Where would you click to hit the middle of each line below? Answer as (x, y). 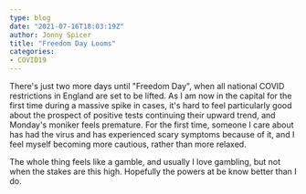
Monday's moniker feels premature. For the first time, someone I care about (152, 125)
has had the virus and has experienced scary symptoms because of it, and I (152, 134)
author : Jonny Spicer (51, 35)
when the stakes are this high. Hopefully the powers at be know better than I (153, 171)
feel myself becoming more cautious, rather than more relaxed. (128, 144)
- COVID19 (28, 60)
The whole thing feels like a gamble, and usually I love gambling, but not (145, 162)
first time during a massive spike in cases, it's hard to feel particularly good (151, 105)
